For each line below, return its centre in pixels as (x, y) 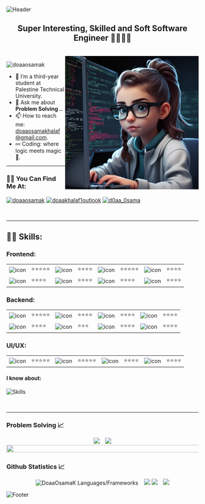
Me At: (16, 186)
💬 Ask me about (35, 102)
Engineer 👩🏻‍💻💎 (103, 38)
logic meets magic (38, 151)
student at (28, 83)
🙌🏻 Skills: (24, 237)
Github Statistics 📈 (36, 466)
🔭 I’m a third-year (37, 76)
